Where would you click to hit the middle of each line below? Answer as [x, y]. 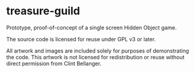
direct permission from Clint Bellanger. [54, 63]
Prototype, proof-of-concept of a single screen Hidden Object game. [91, 28]
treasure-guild [43, 11]
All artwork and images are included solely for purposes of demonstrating [98, 51]
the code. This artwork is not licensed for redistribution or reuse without [95, 57]
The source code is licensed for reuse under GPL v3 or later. [81, 39]
